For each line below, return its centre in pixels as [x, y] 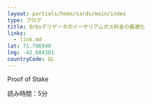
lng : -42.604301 [31, 53]
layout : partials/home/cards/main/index [67, 14]
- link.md [28, 40]
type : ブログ [24, 20]
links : [17, 33]
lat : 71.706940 [29, 46]
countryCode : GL [31, 59]
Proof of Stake [28, 79]
